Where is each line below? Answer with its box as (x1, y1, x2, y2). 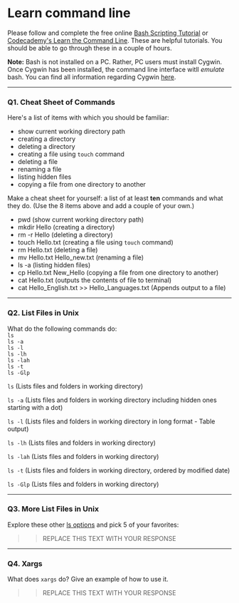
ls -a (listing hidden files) (17, 261, 91, 269)
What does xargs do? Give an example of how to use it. (7, 575, 169, 584)
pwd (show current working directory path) (17, 215, 144, 224)
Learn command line (7, 5, 131, 21)
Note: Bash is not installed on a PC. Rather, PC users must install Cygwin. (7, 57, 223, 66)
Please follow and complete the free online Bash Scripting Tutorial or (7, 29, 208, 37)
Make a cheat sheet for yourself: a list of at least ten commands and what (7, 194, 223, 202)
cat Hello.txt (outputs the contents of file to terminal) (17, 276, 172, 284)
